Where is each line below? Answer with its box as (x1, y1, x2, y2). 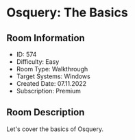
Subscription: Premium (16, 87, 82, 95)
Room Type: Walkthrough (16, 65, 88, 73)
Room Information (6, 32, 85, 44)
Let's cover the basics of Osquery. (6, 125, 104, 133)
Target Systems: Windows (16, 72, 90, 80)
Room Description (6, 106, 85, 118)
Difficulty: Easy (16, 58, 60, 66)
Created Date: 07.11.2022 (16, 80, 87, 87)
